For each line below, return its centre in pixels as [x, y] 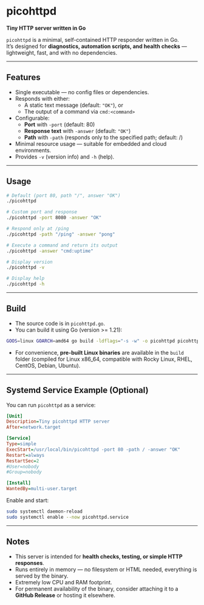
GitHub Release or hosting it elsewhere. [65, 595]
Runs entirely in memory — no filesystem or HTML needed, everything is [106, 569]
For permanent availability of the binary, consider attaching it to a [97, 589]
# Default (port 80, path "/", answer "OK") [63, 196]
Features [23, 77]
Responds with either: [42, 98]
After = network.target [34, 427]
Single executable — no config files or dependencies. [82, 92]
